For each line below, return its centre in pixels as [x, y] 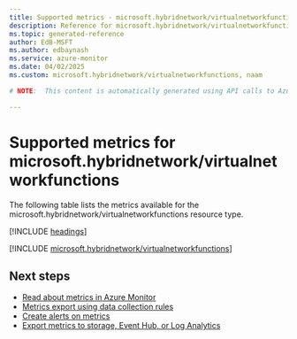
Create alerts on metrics [66, 316]
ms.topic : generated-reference [67, 34]
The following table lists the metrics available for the [104, 204]
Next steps [40, 276]
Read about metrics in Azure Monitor [89, 297]
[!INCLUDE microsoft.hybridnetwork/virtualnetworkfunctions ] [121, 248]
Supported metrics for [92, 142]
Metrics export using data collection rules [98, 307]
